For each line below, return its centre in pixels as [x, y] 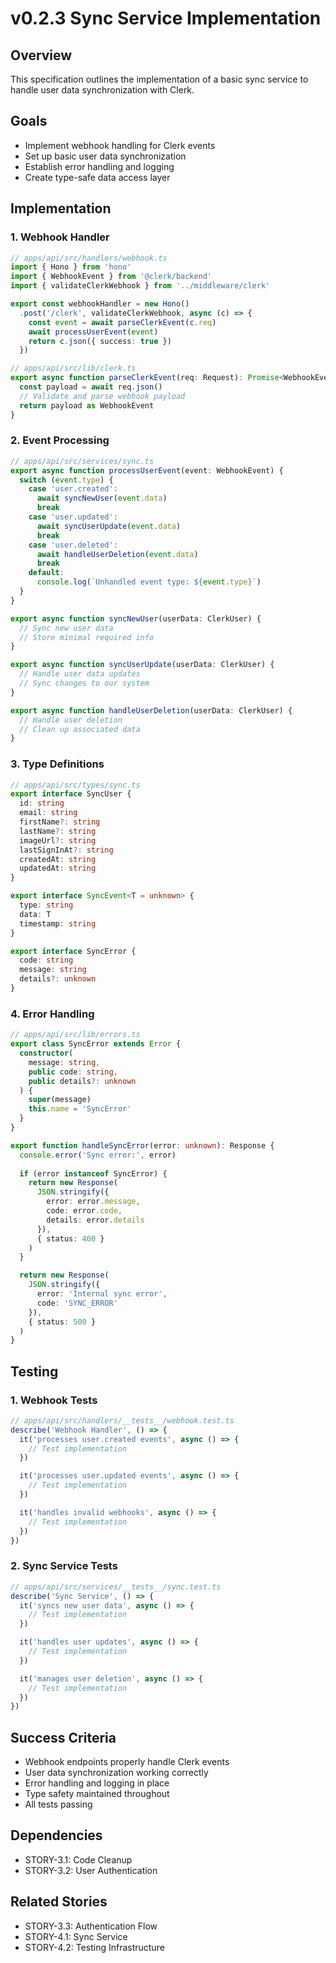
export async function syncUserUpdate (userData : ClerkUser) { [142, 665]
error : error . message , [93, 1202]
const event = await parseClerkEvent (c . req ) [122, 322]
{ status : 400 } [70, 1238]
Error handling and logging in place [97, 1783]
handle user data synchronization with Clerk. [102, 90]
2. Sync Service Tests [64, 1566]
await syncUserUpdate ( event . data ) [109, 526]
